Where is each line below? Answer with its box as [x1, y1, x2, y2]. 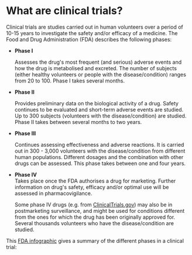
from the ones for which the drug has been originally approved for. [14, 213, 176, 220]
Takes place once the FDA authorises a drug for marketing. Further [14, 177, 176, 184]
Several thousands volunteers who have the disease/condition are [14, 219, 174, 226]
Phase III [14, 130, 36, 137]
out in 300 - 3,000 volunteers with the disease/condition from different [14, 147, 186, 154]
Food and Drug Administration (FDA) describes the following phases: [6, 36, 172, 43]
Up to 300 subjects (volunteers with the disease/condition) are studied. [14, 112, 187, 119]
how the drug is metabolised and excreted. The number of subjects [14, 64, 177, 71]
